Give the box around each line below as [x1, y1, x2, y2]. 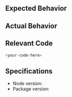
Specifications [5, 67, 53, 75]
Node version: [12, 81, 42, 87]
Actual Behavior [5, 22, 58, 30]
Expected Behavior [5, 4, 67, 13]
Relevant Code [5, 39, 53, 48]
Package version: [12, 86, 50, 92]
